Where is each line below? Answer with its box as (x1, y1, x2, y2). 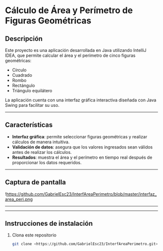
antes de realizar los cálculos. (12, 149, 72, 155)
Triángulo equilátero (12, 88, 52, 93)
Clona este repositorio (12, 232, 57, 238)
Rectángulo (12, 83, 35, 88)
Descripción (5, 34, 43, 43)
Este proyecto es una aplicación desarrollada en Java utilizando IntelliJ (5, 48, 147, 53)
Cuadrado (12, 72, 33, 78)
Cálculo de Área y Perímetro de (5, 5, 133, 16)
